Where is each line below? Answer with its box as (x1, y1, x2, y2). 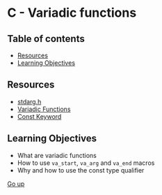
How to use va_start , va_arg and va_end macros (17, 159, 155, 167)
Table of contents (7, 33, 85, 45)
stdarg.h (17, 97, 42, 106)
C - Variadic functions (7, 5, 137, 21)
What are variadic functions (17, 151, 97, 159)
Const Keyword (17, 112, 62, 120)
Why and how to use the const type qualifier (17, 166, 145, 174)
